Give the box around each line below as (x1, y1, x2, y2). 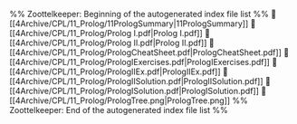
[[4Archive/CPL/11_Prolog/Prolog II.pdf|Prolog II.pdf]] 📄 (9, 37, 215, 48)
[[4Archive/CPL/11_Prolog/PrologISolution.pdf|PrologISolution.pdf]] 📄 (9, 86, 267, 96)
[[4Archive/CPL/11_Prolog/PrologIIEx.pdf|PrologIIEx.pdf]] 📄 (9, 66, 228, 77)
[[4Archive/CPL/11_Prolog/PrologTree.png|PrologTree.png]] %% (9, 95, 249, 106)
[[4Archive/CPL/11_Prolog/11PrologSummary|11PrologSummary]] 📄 (9, 18, 256, 29)
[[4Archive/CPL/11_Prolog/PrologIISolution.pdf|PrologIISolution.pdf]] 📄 (9, 76, 272, 86)
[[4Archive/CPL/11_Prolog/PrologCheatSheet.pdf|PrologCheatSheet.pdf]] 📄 (9, 47, 290, 58)
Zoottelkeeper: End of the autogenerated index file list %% (9, 105, 228, 115)
